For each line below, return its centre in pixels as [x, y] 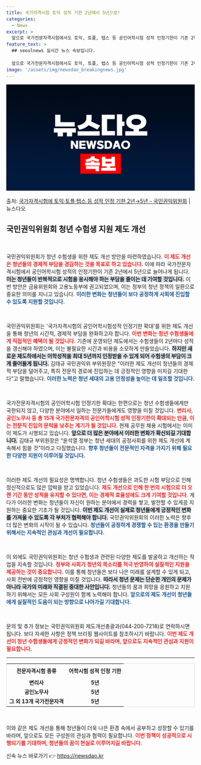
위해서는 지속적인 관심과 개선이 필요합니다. [55, 532]
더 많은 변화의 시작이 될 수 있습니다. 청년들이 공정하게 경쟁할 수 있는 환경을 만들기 [100, 525]
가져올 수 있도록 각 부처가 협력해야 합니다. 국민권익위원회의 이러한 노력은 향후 [102, 517]
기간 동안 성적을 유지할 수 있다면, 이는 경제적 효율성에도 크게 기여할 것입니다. [100, 495]
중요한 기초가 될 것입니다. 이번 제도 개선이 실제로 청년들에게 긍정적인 [101, 510]
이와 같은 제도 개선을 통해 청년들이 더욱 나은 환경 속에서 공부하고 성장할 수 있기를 [100, 728]
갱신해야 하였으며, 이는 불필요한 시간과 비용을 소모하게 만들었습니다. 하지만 [99, 348]
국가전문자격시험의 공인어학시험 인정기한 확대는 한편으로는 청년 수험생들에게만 [98, 403]
